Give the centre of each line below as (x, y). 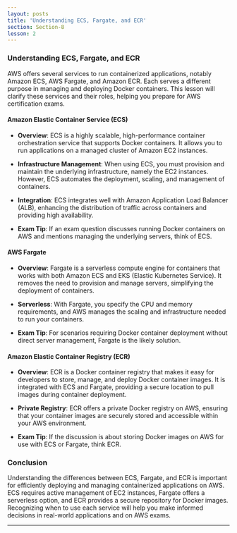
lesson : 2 (22, 33)
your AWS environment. (52, 423)
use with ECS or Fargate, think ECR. (69, 444)
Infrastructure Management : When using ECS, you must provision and (121, 164)
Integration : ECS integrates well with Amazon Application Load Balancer (123, 200)
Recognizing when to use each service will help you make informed (105, 508)
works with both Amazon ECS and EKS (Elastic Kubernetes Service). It (120, 275)
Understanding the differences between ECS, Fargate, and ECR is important (117, 478)
